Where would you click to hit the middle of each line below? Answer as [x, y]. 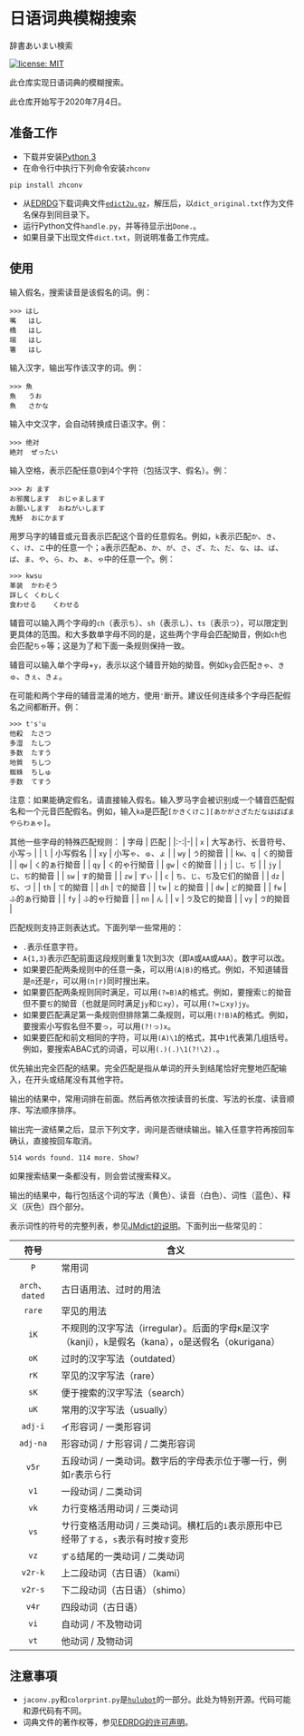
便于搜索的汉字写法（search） [125, 1392]
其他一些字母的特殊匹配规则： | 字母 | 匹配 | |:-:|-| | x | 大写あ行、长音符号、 [150, 841]
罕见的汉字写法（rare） [110, 1376]
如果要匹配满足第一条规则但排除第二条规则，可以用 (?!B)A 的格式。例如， [157, 1015]
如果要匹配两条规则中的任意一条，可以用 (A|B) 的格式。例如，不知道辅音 [156, 969]
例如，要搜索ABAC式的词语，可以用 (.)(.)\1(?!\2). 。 [123, 1048]
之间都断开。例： [49, 706]
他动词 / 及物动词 [97, 1641]
